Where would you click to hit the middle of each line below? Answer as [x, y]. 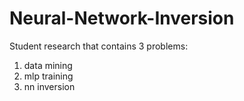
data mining [48, 65]
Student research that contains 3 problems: [99, 46]
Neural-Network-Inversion [122, 18]
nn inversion [49, 86]
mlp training [48, 76]
